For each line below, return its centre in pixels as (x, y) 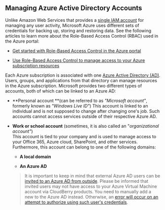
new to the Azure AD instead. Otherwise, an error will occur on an (91, 197)
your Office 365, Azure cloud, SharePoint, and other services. (75, 142)
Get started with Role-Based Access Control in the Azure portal (77, 51)
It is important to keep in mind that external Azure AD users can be (92, 176)
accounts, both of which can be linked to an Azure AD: (61, 91)
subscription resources (36, 65)
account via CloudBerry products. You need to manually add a (88, 191)
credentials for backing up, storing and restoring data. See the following (78, 30)
